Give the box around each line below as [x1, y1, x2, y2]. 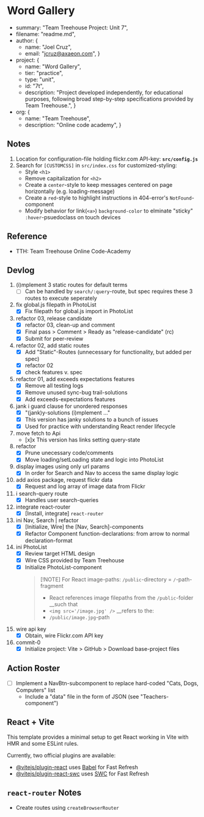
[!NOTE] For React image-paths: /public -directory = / [40, 575, 177, 583]
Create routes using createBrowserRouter [15, 804, 120, 811]
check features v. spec [24, 368, 83, 376]
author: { [15, 37, 38, 44]
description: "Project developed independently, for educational [24, 89, 183, 96]
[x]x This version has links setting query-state [24, 436, 140, 443]
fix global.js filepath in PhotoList [15, 301, 97, 308]
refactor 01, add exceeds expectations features [15, 375, 135, 382]
